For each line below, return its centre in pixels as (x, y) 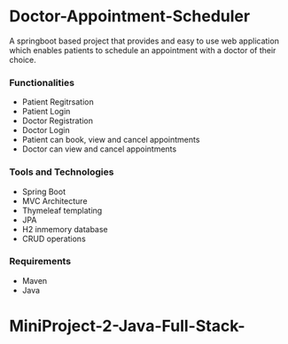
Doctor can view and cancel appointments (99, 149)
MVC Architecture (54, 200)
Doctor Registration (58, 121)
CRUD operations (54, 238)
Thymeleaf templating (62, 210)
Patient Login (46, 112)
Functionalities (42, 82)
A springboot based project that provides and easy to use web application (144, 41)
